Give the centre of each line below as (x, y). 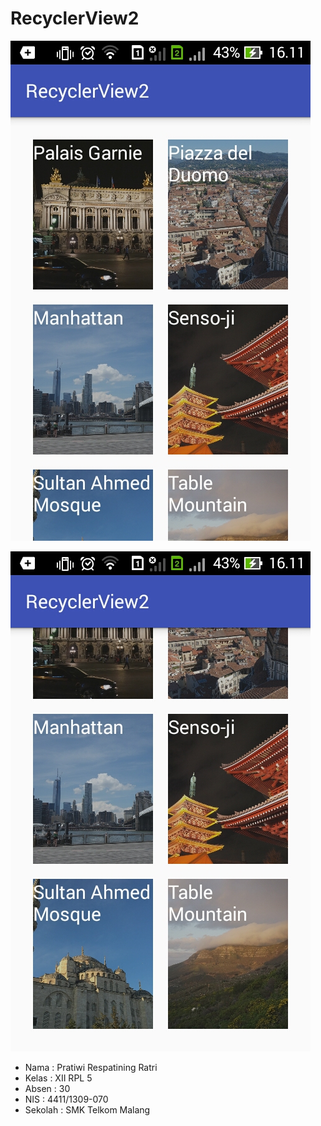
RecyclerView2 (75, 18)
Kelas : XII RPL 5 (58, 1078)
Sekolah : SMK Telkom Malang (87, 1109)
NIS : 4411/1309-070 (66, 1099)
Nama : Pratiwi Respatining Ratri (91, 1067)
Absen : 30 (47, 1088)
